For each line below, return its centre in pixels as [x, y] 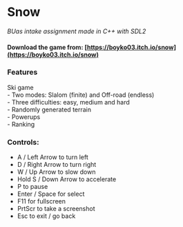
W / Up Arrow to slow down [56, 172]
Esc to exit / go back [46, 216]
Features [22, 72]
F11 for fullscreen [41, 201]
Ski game [20, 87]
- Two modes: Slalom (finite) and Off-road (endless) [81, 95]
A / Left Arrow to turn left [52, 157]
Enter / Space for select [51, 194]
